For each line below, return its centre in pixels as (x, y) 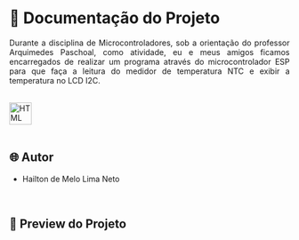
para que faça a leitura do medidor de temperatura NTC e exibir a (149, 71)
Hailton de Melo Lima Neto (71, 179)
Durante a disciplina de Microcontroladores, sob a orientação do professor (149, 43)
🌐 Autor (32, 158)
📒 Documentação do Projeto (115, 18)
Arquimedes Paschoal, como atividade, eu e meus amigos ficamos (149, 52)
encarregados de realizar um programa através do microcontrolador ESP (149, 61)
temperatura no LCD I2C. (55, 80)
